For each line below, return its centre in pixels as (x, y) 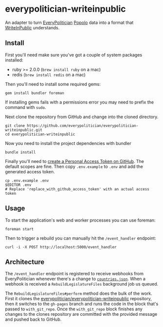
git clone (15, 125)
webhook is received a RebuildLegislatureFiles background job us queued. (82, 284)
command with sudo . (26, 107)
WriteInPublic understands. (32, 27)
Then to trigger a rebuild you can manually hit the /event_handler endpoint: (81, 238)
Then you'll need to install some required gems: (53, 84)
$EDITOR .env (18, 185)
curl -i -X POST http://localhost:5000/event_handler (61, 247)
